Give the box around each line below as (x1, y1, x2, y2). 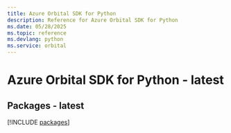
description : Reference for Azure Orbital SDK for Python (7, 17, 178, 24)
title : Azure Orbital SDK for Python (7, 10, 117, 17)
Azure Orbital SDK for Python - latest (7, 72, 224, 88)
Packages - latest (7, 100, 85, 112)
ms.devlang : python (7, 36, 64, 43)
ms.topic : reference (7, 29, 67, 37)
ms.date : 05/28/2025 (7, 23, 67, 30)
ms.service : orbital (7, 42, 67, 49)
